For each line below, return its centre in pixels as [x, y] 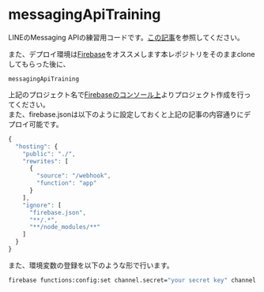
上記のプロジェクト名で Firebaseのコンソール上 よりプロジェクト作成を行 [126, 94]
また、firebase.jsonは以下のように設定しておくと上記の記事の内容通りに [126, 114]
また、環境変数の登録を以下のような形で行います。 [91, 265]
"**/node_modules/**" [65, 227]
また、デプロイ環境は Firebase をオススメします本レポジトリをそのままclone [132, 54]
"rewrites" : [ [45, 161]
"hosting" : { [37, 146]
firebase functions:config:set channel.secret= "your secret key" [118, 280]
